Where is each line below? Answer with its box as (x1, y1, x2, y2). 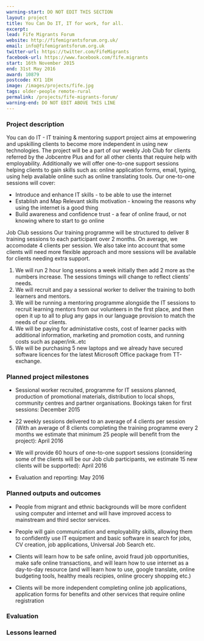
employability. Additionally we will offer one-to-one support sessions (6, 159, 179, 167)
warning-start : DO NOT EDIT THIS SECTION (6, 9, 113, 15)
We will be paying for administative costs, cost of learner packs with (15, 325, 187, 332)
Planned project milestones (6, 372, 90, 381)
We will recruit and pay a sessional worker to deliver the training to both (15, 286, 195, 293)
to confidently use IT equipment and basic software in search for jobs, (15, 534, 192, 541)
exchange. (15, 357, 42, 364)
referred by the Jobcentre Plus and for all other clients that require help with (6, 153, 197, 161)
